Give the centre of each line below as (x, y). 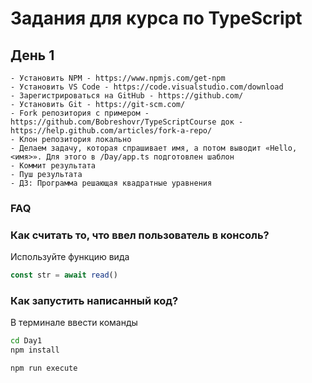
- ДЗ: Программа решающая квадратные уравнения (111, 183)
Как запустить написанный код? (94, 301)
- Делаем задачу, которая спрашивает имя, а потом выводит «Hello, (154, 148)
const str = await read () (64, 275)
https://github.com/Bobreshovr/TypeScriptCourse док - (127, 122)
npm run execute (44, 368)
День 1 (32, 55)
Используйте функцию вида (70, 257)
